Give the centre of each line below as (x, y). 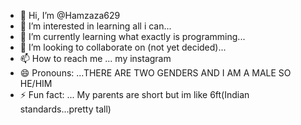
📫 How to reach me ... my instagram (95, 58)
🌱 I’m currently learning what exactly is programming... (132, 36)
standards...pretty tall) (65, 109)
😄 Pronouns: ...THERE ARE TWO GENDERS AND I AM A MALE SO (155, 73)
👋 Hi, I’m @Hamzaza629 (70, 15)
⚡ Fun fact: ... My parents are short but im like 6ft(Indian (134, 94)
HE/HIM (36, 83)
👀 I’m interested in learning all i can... (95, 26)
